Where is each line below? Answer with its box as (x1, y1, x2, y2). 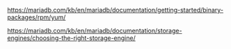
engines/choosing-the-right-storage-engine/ (7, 34, 136, 42)
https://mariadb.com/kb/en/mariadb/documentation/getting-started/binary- (7, 6, 224, 14)
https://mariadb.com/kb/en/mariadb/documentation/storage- (7, 27, 182, 35)
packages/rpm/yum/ (7, 13, 66, 21)
